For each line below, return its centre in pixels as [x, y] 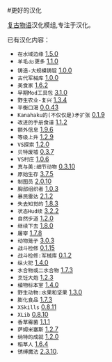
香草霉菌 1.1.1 [34, 322]
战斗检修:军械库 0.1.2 [44, 255]
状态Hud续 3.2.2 [38, 211]
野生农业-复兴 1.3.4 [42, 100]
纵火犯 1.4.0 [33, 262]
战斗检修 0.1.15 [36, 248]
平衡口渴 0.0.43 [38, 107]
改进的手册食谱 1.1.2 [42, 122]
